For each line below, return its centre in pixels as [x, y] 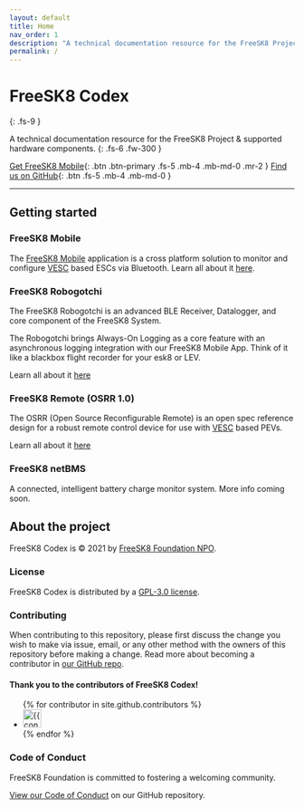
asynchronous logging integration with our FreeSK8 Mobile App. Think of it [149, 348]
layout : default [40, 18]
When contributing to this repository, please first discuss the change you [145, 635]
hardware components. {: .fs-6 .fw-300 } [86, 149]
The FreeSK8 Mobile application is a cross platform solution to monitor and [148, 258]
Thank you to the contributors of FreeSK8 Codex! [104, 684]
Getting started [53, 212]
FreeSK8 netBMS [47, 469]
